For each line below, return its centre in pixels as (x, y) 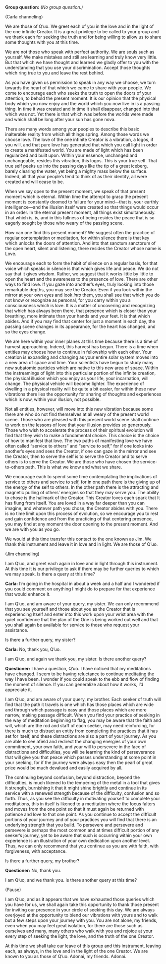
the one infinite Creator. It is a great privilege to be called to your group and (82, 32)
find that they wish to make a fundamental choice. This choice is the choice (82, 435)
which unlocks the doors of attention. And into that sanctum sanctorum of (81, 243)
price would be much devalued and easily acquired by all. (64, 768)
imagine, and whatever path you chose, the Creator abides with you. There (82, 508)
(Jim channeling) (22, 554)
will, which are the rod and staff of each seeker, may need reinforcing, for (80, 726)
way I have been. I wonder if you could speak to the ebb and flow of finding (82, 679)
